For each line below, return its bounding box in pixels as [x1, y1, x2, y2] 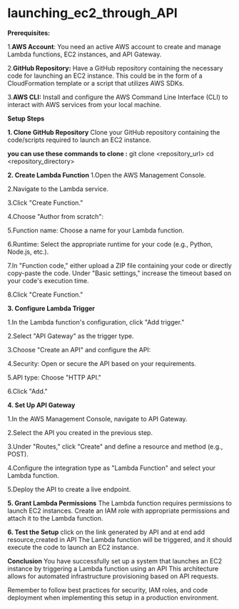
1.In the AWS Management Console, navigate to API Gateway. [7, 414, 188, 423]
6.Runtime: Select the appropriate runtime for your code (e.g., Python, [7, 240, 213, 248]
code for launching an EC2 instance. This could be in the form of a [7, 71, 203, 80]
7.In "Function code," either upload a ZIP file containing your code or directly [7, 261, 232, 270]
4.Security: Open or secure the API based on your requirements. [7, 359, 196, 368]
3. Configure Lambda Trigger [7, 304, 95, 312]
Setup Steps [7, 114, 45, 123]
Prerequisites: [7, 29, 51, 37]
